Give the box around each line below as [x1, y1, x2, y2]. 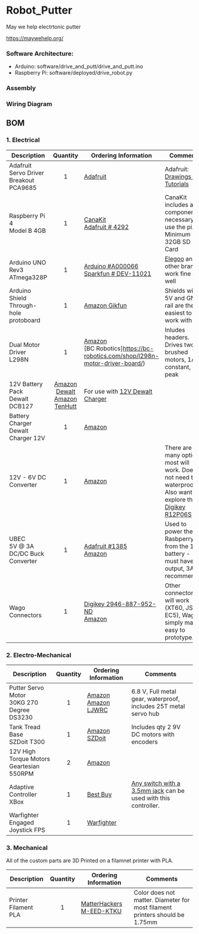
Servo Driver [9, 168, 44, 177]
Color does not [133, 888, 175, 897]
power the [165, 527, 193, 535]
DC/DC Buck [9, 549, 44, 558]
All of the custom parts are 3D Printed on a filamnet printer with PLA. [6, 857, 174, 864]
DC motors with [131, 730, 175, 738]
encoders [131, 738, 158, 746]
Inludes [165, 325, 185, 334]
